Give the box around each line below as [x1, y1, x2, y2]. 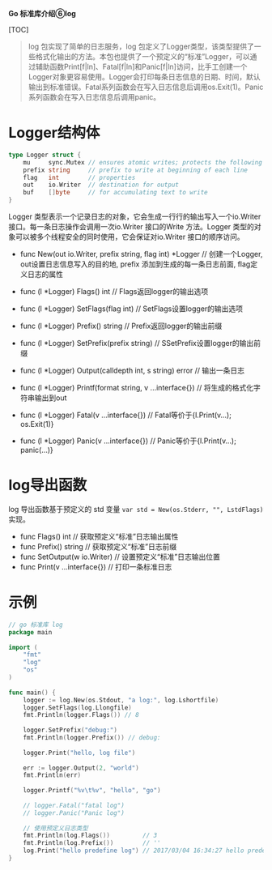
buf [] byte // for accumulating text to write [23, 189, 208, 197]
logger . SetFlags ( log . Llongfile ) [23, 703, 132, 712]
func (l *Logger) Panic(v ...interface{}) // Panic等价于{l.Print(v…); [19, 436, 236, 446]
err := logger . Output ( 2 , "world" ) [23, 764, 139, 772]
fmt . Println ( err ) [23, 771, 82, 779]
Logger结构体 [8, 124, 100, 142]
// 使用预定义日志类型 [23, 824, 89, 832]
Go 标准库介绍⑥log [8, 9, 77, 18]
